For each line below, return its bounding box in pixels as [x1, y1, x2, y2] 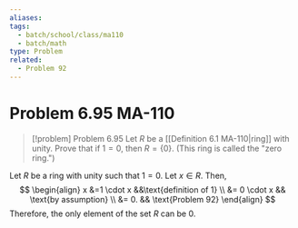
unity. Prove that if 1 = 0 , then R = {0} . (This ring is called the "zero [31, 143, 283, 154]
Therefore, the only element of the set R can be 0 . [9, 208, 196, 219]
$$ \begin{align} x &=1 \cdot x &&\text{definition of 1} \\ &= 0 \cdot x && [19, 183, 286, 195]
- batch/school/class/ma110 [17, 30, 124, 39]
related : [9, 55, 43, 64]
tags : [9, 22, 30, 31]
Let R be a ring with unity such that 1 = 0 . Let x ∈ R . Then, [9, 170, 227, 181]
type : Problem [9, 47, 64, 56]
